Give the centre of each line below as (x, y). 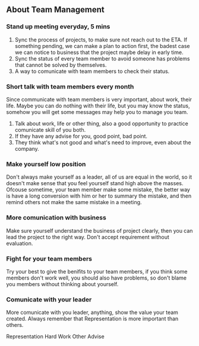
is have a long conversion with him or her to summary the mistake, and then (99, 196)
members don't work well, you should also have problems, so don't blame (97, 278)
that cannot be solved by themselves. (61, 65)
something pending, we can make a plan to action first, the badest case (102, 46)
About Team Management (56, 10)
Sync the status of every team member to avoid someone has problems (102, 58)
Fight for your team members (49, 259)
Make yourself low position (46, 164)
